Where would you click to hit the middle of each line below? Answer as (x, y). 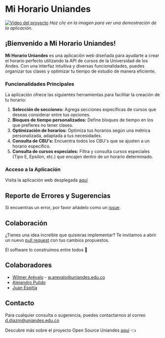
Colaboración (26, 223)
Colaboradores (29, 265)
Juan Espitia (25, 288)
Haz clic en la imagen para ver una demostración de (103, 23)
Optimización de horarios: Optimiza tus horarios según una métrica (81, 131)
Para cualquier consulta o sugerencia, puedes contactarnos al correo (75, 315)
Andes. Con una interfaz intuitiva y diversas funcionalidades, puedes (75, 66)
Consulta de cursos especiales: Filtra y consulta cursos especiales (81, 151)
